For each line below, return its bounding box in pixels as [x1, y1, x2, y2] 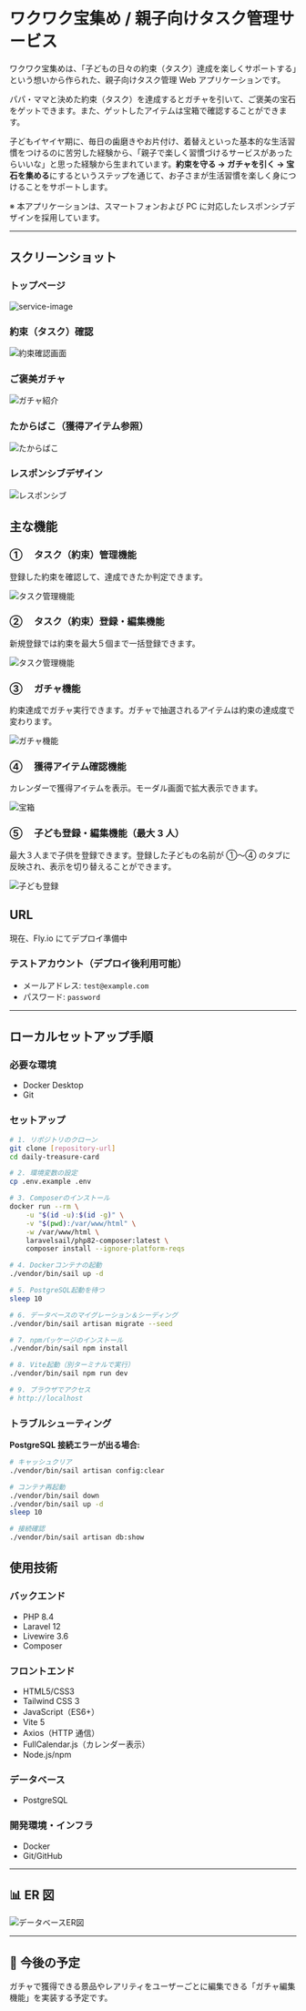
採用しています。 [40, 211, 105, 223]
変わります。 [9, 716, 57, 727]
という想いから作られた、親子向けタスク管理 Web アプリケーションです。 [9, 74, 286, 85]
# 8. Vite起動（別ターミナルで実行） [9, 1361, 135, 1370]
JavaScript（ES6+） [22, 1707, 100, 1718]
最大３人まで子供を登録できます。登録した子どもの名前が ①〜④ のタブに [9, 849, 291, 861]
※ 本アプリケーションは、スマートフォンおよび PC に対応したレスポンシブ [9, 200, 288, 211]
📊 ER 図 [9, 1887, 55, 1904]
